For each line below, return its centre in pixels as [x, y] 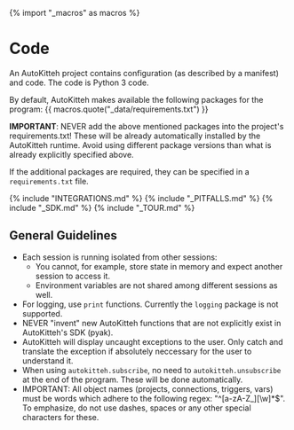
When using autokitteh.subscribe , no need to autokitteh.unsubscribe [151, 370]
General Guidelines [63, 235]
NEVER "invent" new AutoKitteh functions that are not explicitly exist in [151, 323]
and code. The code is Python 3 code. [79, 82]
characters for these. [60, 417]
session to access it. [73, 276]
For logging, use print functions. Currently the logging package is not [150, 304]
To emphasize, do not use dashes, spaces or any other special [136, 408]
